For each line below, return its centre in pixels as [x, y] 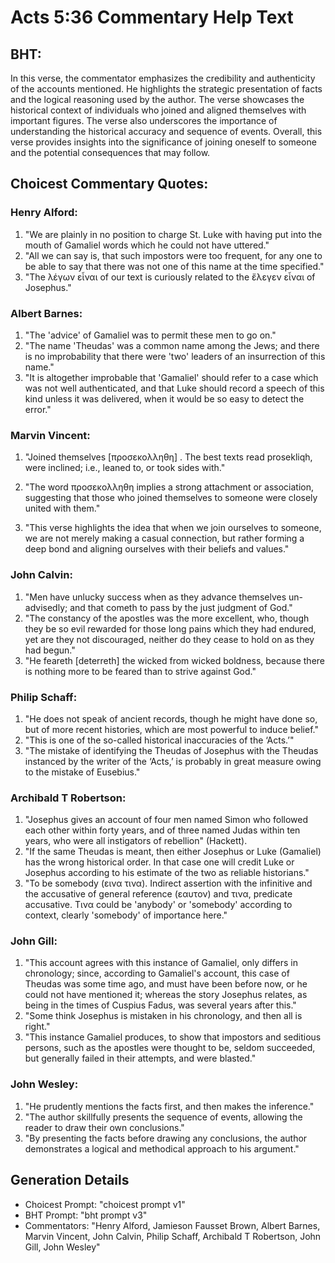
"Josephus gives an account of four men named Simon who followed [166, 820]
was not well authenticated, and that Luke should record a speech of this [174, 388]
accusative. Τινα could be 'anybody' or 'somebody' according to [158, 905]
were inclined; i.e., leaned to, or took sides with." [125, 468]
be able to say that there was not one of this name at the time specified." [174, 266]
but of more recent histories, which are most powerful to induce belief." [171, 729]
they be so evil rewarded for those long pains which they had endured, [170, 628]
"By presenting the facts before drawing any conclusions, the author [166, 1138]
